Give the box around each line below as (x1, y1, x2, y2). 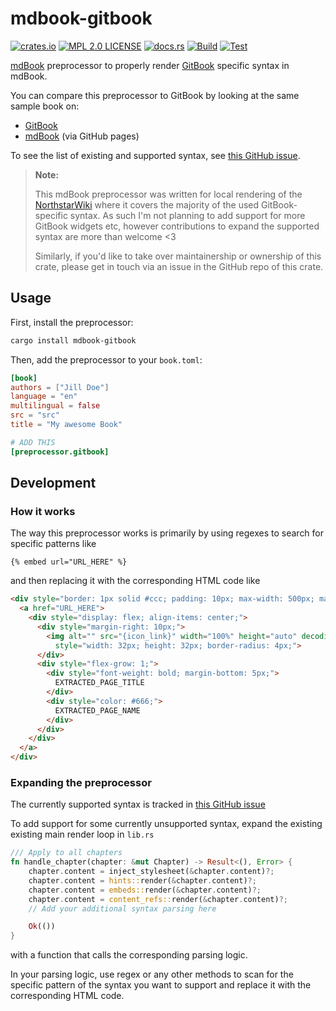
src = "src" (10, 410, 60, 421)
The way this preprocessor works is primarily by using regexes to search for (10, 527, 325, 539)
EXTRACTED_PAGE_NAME (54, 705, 141, 716)
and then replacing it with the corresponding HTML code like (10, 575, 261, 587)
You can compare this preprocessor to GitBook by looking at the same (10, 89, 300, 101)
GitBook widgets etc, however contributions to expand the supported (34, 220, 320, 232)
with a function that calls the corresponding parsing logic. (10, 949, 248, 961)
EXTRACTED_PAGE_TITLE (54, 678, 145, 688)
